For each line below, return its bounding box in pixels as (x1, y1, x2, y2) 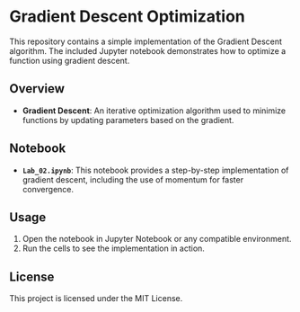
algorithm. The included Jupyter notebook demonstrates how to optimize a (9, 45, 287, 56)
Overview (9, 81, 66, 96)
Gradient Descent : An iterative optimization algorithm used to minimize (22, 105, 287, 116)
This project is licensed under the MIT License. (9, 293, 183, 304)
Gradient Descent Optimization (9, 6, 245, 27)
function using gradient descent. (9, 55, 130, 66)
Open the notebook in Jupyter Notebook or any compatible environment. (22, 234, 292, 245)
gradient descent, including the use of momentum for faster (22, 174, 244, 185)
